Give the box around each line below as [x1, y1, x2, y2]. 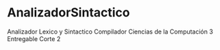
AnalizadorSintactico [7, 5, 130, 21]
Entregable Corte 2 [7, 34, 61, 42]
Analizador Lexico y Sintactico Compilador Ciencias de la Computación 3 [7, 27, 214, 36]
